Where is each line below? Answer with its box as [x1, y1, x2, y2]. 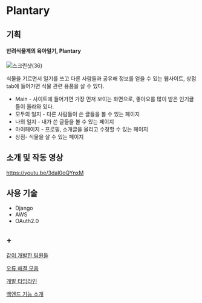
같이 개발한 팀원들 [6, 252, 48, 259]
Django [15, 204, 33, 212]
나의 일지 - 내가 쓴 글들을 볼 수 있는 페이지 [15, 118, 114, 125]
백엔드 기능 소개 [6, 290, 44, 298]
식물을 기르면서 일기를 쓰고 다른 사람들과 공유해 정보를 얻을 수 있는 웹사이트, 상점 [6, 75, 197, 82]
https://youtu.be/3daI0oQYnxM [6, 169, 84, 176]
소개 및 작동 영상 [6, 153, 64, 163]
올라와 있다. [26, 102, 54, 110]
